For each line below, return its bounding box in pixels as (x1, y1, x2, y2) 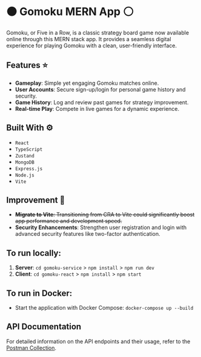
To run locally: (6, 248, 62, 258)
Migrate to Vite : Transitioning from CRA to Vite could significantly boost (15, 211, 195, 218)
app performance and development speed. (15, 218, 122, 225)
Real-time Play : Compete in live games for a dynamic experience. (15, 105, 180, 112)
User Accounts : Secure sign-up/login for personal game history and (15, 85, 186, 93)
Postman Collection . (6, 344, 56, 352)
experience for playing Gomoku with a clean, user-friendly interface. (6, 42, 177, 49)
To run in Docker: (6, 288, 73, 298)
